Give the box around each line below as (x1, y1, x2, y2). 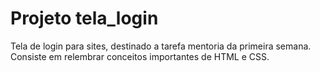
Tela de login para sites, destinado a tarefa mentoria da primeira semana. (10, 40, 312, 52)
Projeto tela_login (10, 7, 159, 30)
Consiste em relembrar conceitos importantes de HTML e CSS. (10, 50, 270, 62)
